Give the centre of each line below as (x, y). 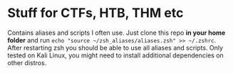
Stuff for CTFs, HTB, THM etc (95, 13)
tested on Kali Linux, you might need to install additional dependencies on (116, 55)
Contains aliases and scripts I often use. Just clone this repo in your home (116, 33)
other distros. (27, 62)
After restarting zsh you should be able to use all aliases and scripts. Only (115, 47)
